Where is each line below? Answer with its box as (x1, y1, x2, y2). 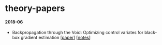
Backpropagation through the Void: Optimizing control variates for (12, 30, 144, 35)
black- (144, 30, 157, 35)
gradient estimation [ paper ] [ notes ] (21, 34, 91, 41)
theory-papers (5, 3, 65, 14)
